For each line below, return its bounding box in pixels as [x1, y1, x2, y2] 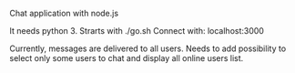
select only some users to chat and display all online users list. [9, 53, 244, 63]
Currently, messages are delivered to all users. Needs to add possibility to [9, 43, 287, 54]
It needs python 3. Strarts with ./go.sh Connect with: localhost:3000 [9, 26, 264, 36]
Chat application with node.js [9, 8, 119, 18]
